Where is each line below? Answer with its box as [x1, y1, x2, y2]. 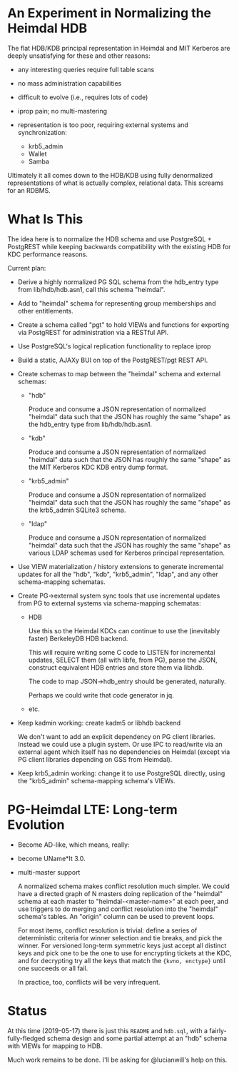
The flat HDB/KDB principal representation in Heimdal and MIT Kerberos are [7, 44, 230, 52]
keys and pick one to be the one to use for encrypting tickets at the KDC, [17, 948, 232, 957]
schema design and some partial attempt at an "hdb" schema [46, 1034, 227, 1042]
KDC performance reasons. [7, 250, 88, 258]
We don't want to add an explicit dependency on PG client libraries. [17, 732, 216, 740]
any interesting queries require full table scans [17, 65, 155, 74]
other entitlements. [17, 306, 73, 315]
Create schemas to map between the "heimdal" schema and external [17, 369, 221, 378]
